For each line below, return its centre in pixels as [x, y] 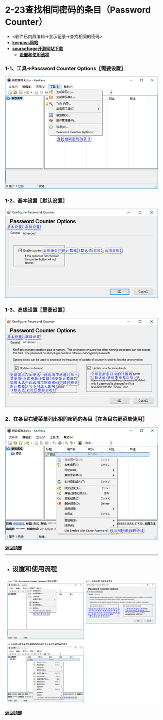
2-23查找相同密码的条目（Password [78, 10]
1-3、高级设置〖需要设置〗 [36, 310]
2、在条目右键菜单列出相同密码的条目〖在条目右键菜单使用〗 [76, 419]
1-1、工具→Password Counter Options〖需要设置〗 [65, 68]
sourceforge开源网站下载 [38, 49]
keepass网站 [25, 42]
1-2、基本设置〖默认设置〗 [36, 200]
